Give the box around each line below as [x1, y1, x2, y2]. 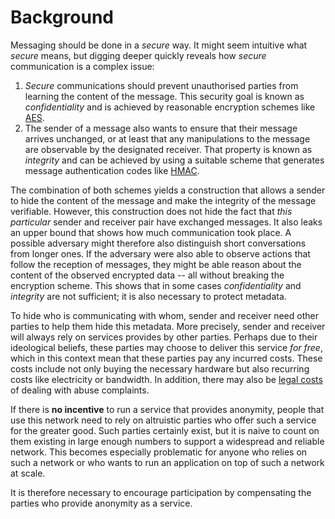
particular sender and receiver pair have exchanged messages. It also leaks [10, 216, 323, 228]
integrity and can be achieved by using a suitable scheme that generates [24, 154, 325, 166]
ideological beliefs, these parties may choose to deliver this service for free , [10, 341, 323, 353]
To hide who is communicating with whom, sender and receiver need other [10, 309, 319, 321]
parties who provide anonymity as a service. [10, 497, 193, 509]
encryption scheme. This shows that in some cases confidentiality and [10, 279, 302, 291]
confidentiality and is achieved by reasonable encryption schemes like [24, 101, 316, 113]
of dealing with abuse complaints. [10, 384, 150, 396]
